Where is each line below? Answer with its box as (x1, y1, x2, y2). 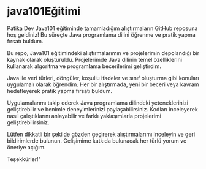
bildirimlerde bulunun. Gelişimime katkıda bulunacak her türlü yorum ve (7, 137, 187, 145)
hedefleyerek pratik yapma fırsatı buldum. (7, 87, 113, 94)
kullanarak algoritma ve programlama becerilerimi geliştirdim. (7, 62, 161, 70)
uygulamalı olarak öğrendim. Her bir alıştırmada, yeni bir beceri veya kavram (7, 81, 199, 88)
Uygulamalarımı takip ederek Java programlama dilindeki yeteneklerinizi (7, 99, 189, 107)
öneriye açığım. (7, 143, 46, 151)
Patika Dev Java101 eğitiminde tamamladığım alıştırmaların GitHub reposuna (7, 24, 198, 32)
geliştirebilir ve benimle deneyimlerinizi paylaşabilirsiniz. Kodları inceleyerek (7, 105, 198, 113)
